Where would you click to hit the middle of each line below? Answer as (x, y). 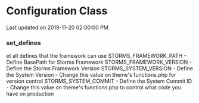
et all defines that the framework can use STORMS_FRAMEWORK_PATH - (96, 56)
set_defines (24, 43)
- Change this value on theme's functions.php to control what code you (94, 88)
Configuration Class (57, 11)
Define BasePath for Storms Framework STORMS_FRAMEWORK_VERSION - (99, 62)
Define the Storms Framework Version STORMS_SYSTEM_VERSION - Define (100, 68)
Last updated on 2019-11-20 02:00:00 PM (57, 27)
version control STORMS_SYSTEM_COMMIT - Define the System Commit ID (99, 81)
